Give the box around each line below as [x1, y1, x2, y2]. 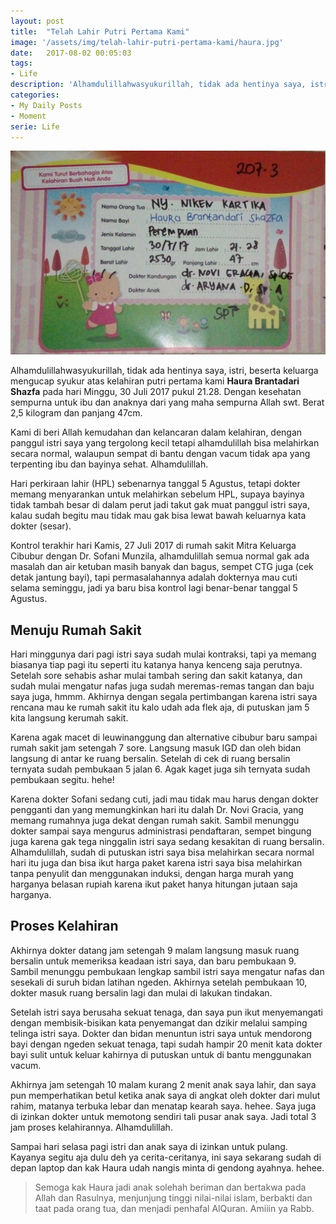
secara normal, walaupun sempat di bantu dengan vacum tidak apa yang [10, 448, 311, 460]
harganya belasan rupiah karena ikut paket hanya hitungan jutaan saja [10, 878, 298, 890]
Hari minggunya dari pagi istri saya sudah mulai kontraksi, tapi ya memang [10, 648, 317, 660]
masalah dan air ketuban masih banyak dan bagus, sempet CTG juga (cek [10, 561, 314, 573]
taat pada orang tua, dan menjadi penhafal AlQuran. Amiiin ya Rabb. [34, 1202, 315, 1214]
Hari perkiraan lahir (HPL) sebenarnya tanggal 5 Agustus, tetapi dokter [10, 478, 301, 490]
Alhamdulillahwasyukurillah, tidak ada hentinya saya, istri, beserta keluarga [10, 365, 319, 377]
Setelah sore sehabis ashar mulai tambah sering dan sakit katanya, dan [10, 670, 303, 682]
